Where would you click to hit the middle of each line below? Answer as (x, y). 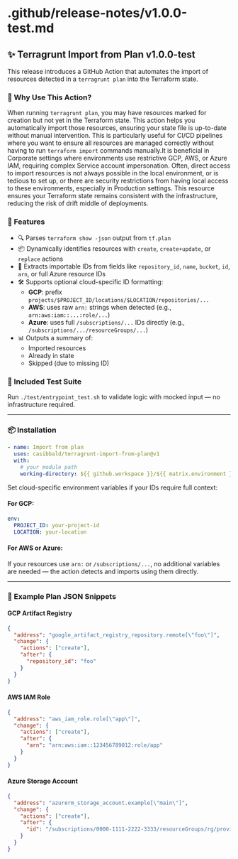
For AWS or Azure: (35, 548)
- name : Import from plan (45, 448)
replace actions (40, 259)
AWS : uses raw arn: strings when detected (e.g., (100, 307)
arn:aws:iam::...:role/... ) (69, 315)
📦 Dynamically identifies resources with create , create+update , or (114, 248)
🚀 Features (26, 222)
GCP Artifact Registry (40, 613)
